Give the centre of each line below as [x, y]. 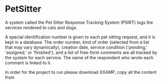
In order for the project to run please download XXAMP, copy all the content [81, 72]
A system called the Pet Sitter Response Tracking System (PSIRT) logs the [79, 22]
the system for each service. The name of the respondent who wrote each [79, 57]
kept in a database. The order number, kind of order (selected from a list [77, 42]
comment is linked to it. [28, 63]
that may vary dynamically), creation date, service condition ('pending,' [76, 47]
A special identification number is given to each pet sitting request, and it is [80, 37]
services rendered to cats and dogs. [41, 27]
